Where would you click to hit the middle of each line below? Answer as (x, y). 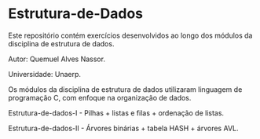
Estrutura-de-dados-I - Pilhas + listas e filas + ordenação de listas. (116, 113)
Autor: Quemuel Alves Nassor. (57, 59)
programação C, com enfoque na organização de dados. (100, 97)
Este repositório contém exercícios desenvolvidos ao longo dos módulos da (130, 35)
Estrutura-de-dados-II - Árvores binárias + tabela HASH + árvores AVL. (123, 128)
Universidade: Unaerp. (44, 74)
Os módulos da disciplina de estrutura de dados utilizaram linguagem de (125, 89)
